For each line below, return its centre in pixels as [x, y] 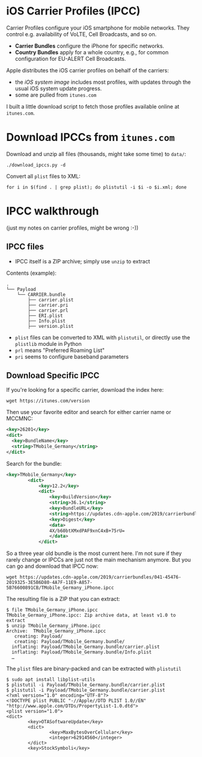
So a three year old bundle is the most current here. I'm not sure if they [94, 553]
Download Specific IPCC [53, 376]
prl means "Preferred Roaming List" [60, 350]
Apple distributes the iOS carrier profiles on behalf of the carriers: [88, 70]
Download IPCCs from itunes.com [91, 137]
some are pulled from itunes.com [56, 95]
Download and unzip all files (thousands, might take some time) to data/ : [96, 154]
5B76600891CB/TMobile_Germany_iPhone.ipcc [60, 588]
